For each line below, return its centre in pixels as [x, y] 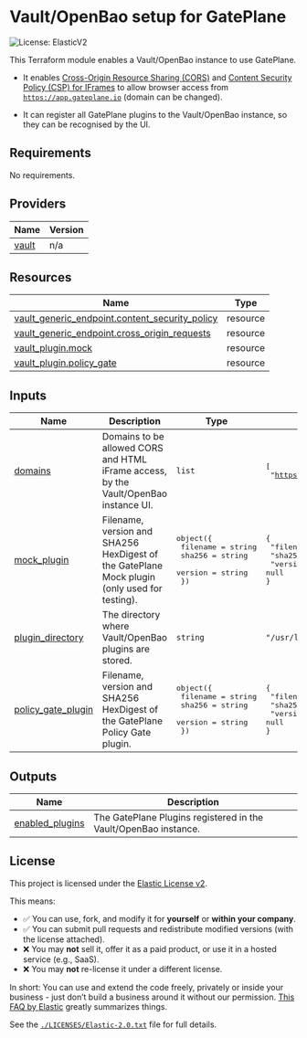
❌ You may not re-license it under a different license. [122, 969]
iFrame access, [134, 471]
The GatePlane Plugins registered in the [178, 817]
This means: [33, 901]
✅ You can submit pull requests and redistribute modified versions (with [158, 928]
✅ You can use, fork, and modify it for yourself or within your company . [159, 918]
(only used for [132, 588]
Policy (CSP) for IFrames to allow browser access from [126, 87]
